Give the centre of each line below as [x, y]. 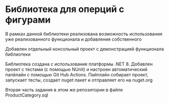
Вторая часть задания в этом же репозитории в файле [64, 89]
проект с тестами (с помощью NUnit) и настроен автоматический [76, 69]
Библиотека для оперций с [65, 9]
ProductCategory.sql [27, 95]
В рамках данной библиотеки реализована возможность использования [84, 34]
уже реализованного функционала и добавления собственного [74, 39]
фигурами [28, 20]
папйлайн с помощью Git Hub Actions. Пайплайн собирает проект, [77, 74]
